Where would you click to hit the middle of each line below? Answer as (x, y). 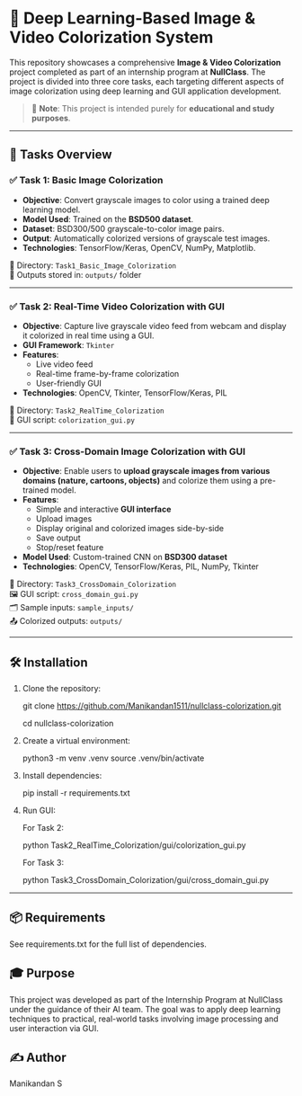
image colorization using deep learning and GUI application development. (145, 91)
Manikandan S (36, 1083)
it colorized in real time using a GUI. (88, 335)
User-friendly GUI (68, 383)
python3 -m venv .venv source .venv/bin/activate (113, 758)
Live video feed (64, 364)
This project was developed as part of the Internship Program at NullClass (146, 999)
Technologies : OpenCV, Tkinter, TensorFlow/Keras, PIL (124, 392)
